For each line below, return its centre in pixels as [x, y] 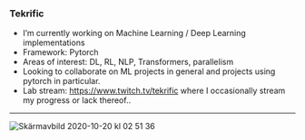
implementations [54, 42]
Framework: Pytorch [60, 52]
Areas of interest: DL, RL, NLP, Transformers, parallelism [128, 62]
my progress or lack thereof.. [77, 100]
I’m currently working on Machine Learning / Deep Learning [134, 33]
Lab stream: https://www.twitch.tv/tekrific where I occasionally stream [154, 91]
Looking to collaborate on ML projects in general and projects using [149, 71]
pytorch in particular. [61, 81]
